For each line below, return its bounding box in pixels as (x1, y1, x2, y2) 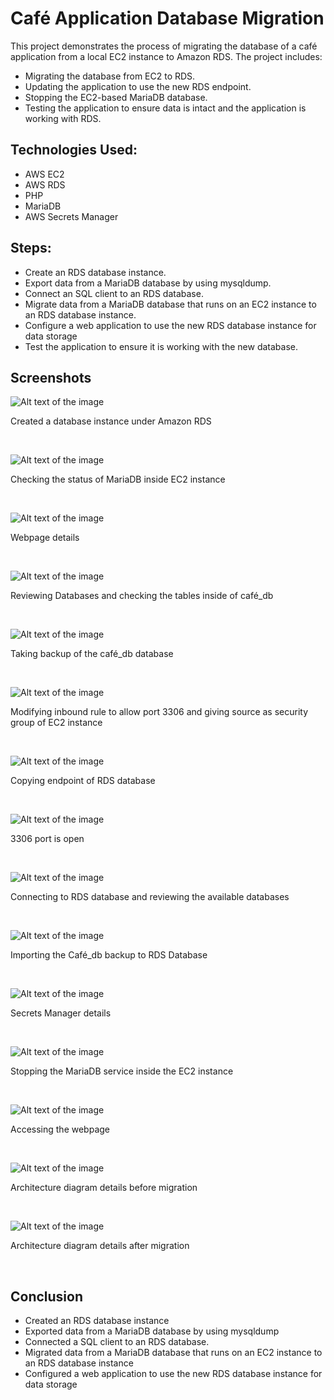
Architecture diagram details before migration (10, 1182, 198, 1194)
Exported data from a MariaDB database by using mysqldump (24, 1325, 280, 1337)
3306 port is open (10, 833, 85, 845)
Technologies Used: (10, 142, 138, 159)
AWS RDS (24, 178, 66, 191)
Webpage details (10, 532, 80, 544)
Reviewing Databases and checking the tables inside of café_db (10, 590, 274, 602)
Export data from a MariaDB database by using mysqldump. (24, 277, 272, 289)
